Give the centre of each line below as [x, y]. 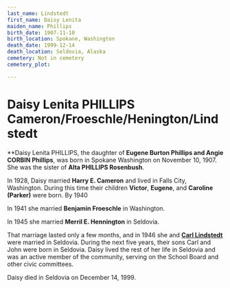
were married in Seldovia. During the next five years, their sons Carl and [109, 242]
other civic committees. [41, 264]
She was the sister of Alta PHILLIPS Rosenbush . [76, 167]
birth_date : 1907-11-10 [41, 33]
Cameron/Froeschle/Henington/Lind [113, 119]
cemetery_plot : [29, 64]
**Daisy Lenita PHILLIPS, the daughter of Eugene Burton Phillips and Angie [115, 152]
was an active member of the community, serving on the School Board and [113, 256]
